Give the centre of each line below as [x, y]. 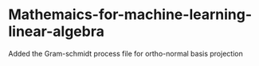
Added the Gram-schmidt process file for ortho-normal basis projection [126, 53]
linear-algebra [57, 31]
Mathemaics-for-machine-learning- [130, 15]
